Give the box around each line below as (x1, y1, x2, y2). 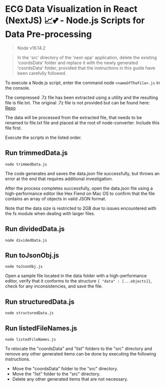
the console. (5, 85, 31, 91)
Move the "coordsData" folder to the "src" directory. (12, 366, 118, 371)
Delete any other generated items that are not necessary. (12, 376, 128, 382)
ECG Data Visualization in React (5, 3, 138, 15)
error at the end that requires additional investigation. (5, 176, 113, 182)
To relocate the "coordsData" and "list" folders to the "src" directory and (5, 346, 152, 352)
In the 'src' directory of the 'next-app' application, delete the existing (17, 54, 157, 60)
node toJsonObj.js (5, 264, 43, 269)
